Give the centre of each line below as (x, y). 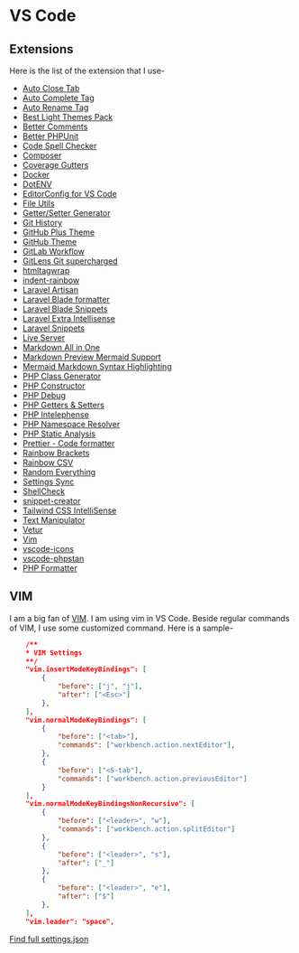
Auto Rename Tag (55, 107)
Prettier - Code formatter (68, 443)
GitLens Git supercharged (70, 261)
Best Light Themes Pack (68, 117)
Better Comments (55, 126)
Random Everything (59, 472)
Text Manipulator (54, 520)
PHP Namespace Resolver (71, 424)
